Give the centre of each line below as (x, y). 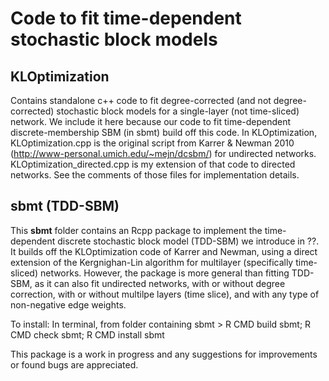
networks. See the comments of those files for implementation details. (155, 175)
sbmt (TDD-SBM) (65, 206)
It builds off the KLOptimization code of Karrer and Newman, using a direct (164, 251)
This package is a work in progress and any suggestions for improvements (164, 354)
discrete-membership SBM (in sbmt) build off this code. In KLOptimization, (164, 132)
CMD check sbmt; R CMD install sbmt (87, 334)
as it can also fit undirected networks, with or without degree (160, 283)
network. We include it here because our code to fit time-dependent (151, 121)
